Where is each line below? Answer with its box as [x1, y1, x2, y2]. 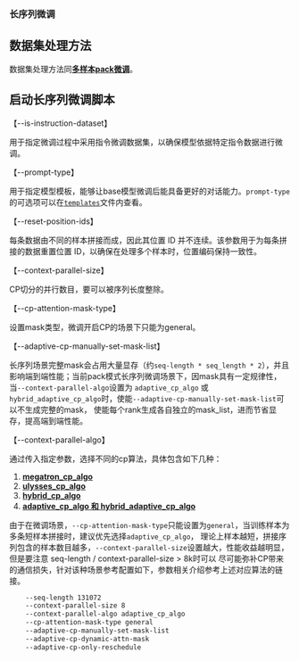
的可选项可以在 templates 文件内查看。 [9, 196, 147, 207]
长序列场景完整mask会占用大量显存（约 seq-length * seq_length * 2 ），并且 [9, 359, 290, 370]
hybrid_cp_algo [21, 490, 81, 500]
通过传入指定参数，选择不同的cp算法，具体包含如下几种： [9, 453, 222, 464]
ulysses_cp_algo [21, 480, 87, 492]
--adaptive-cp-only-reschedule [25, 642, 142, 652]
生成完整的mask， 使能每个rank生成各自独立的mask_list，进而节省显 [24, 404, 278, 415]
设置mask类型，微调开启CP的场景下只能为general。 [9, 321, 201, 332]
